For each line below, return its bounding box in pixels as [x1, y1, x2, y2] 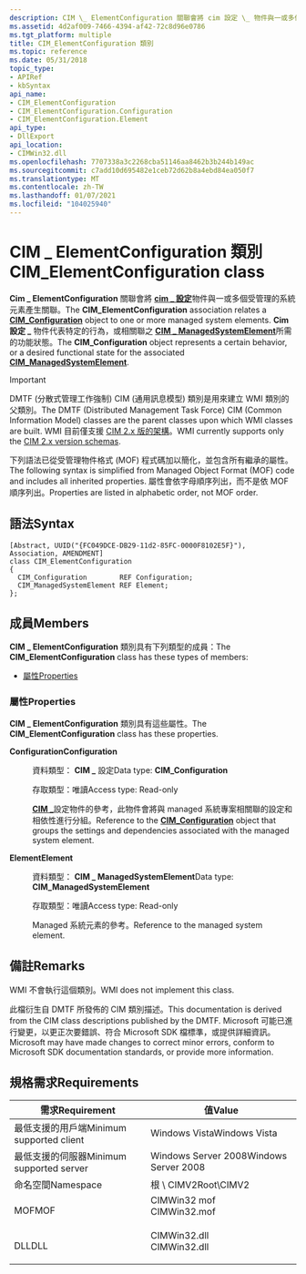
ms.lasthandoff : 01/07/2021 [9, 191, 117, 200]
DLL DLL [14, 1239, 48, 1252]
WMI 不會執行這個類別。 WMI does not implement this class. [9, 984, 235, 995]
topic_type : [9, 65, 55, 74]
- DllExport [9, 132, 55, 141]
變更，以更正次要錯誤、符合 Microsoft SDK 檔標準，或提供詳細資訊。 [16, 1026, 276, 1037]
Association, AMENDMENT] [9, 548, 104, 558]
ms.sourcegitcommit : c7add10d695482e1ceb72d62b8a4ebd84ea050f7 [9, 166, 255, 175]
